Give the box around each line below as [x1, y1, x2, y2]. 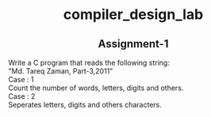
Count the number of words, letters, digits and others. [8, 83, 184, 92]
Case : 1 [8, 75, 34, 84]
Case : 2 [8, 92, 36, 100]
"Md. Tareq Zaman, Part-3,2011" [8, 66, 113, 76]
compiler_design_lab [63, 6, 204, 24]
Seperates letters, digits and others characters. [8, 100, 163, 109]
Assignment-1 [98, 37, 169, 51]
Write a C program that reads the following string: [8, 58, 171, 67]
